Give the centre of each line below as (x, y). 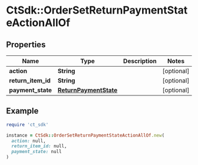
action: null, (29, 141)
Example (22, 111)
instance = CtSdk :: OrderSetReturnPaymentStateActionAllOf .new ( (85, 135)
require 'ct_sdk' (27, 124)
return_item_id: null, (39, 146)
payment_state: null (37, 152)
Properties (26, 44)
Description (140, 61)
